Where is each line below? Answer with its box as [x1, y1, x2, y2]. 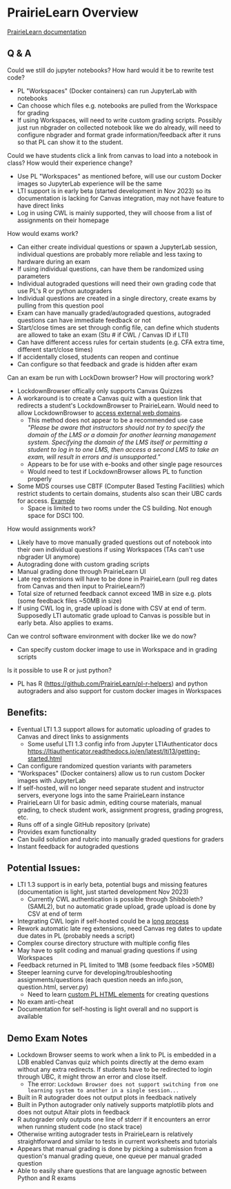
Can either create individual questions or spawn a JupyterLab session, [17, 243, 218, 251]
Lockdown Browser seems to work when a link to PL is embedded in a [17, 1050, 217, 1059]
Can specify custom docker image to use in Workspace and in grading [17, 645, 217, 653]
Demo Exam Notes [7, 1032, 88, 1044]
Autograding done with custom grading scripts [17, 560, 150, 568]
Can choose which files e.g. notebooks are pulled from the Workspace [17, 101, 218, 110]
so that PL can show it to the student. [17, 138, 123, 146]
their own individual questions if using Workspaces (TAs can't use [17, 545, 205, 553]
